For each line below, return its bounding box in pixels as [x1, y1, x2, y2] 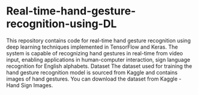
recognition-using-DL [6, 17, 117, 31]
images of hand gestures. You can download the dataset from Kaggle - [6, 75, 182, 82]
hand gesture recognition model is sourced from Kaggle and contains [6, 69, 178, 76]
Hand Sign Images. [6, 81, 53, 88]
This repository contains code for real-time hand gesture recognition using [6, 37, 191, 44]
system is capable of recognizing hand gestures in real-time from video [6, 49, 183, 57]
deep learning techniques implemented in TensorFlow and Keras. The [6, 43, 178, 51]
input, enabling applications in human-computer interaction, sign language [6, 56, 191, 63]
